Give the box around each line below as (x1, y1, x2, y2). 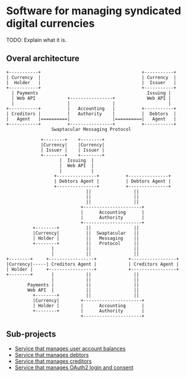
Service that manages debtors (14, 351, 89, 358)
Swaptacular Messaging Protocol (51, 126, 132, 132)
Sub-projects (6, 329, 56, 339)
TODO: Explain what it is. (6, 36, 67, 43)
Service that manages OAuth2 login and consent (14, 363, 134, 371)
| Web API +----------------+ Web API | (11, 95, 171, 101)
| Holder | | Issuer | (6, 79, 177, 85)
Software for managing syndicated (6, 4, 182, 18)
